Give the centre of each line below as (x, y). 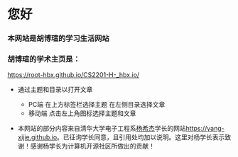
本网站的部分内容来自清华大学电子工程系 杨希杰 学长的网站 (102, 129)
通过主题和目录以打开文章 (55, 90)
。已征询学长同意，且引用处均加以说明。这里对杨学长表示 (141, 137)
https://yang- (205, 129)
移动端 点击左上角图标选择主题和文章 (82, 113)
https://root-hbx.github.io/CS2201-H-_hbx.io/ (74, 75)
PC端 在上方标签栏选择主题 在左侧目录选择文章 (97, 105)
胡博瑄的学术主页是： (44, 59)
